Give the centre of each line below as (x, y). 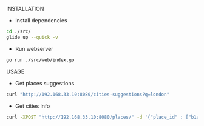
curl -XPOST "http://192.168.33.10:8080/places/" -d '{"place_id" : (95, 117)
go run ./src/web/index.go (40, 60)
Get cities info (32, 106)
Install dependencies (41, 20)
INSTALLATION (25, 9)
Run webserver (34, 48)
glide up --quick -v (32, 37)
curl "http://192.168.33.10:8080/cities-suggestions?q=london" (88, 94)
